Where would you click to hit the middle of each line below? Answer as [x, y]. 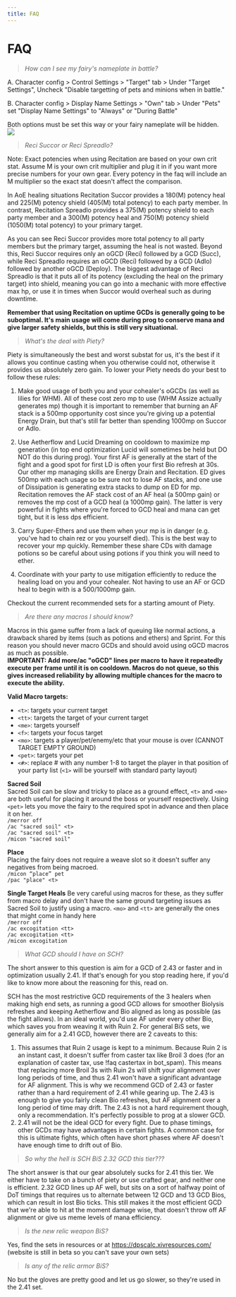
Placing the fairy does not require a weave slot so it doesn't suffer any [109, 859]
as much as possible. [38, 653]
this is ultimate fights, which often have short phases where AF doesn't [120, 1138]
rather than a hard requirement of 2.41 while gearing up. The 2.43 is [116, 1092]
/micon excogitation [38, 941]
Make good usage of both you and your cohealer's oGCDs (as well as [118, 391]
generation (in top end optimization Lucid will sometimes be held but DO [122, 450]
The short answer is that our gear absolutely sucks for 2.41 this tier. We [111, 1172]
